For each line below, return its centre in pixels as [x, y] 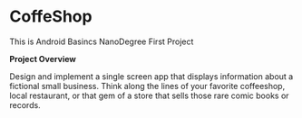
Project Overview [43, 59]
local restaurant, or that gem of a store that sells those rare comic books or [149, 95]
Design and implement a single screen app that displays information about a [151, 76]
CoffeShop [51, 17]
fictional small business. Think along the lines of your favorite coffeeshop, [147, 86]
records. [25, 104]
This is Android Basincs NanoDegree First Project [102, 41]
